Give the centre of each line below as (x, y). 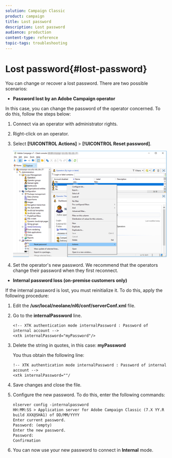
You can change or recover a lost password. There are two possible (77, 83)
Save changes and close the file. (47, 385)
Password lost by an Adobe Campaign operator (64, 98)
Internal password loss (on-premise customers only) (70, 281)
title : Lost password (28, 21)
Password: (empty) (32, 425)
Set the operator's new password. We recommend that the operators (85, 265)
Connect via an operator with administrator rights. (65, 124)
